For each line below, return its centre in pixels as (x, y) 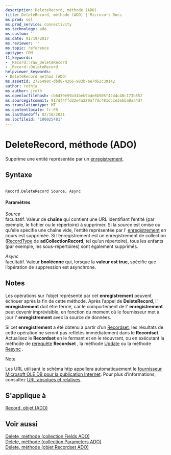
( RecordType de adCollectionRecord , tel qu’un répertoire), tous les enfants (84, 241)
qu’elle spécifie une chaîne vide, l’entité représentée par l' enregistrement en (86, 230)
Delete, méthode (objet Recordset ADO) (47, 447)
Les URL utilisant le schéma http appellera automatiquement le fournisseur (84, 369)
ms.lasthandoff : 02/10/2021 (35, 115)
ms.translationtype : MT (31, 105)
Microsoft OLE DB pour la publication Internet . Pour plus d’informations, (81, 374)
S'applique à (26, 395)
